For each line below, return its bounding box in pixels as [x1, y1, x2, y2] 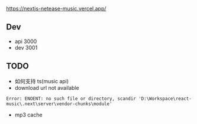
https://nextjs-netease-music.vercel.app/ [6, 5, 106, 12]
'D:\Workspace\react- [138, 96, 192, 102]
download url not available [14, 84, 79, 91]
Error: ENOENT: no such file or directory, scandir [6, 96, 136, 102]
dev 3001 [14, 44, 38, 51]
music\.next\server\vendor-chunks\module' [6, 100, 112, 107]
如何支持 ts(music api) [14, 77, 69, 84]
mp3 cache [14, 111, 43, 118]
